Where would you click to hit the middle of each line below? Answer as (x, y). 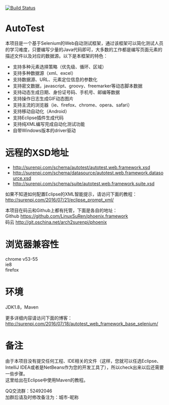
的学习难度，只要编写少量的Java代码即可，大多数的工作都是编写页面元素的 (84, 49)
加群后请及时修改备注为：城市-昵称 (42, 397)
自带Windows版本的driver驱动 (44, 130)
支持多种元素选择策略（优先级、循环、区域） (60, 67)
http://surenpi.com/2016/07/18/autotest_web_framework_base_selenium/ (82, 323)
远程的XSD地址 (37, 153)
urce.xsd (22, 178)
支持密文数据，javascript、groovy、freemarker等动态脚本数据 (77, 86)
